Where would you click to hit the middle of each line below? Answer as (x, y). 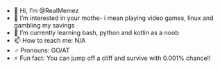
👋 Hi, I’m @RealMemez (46, 11)
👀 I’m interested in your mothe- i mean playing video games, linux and (113, 18)
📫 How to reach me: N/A (50, 40)
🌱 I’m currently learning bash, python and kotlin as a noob (96, 32)
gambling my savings (44, 25)
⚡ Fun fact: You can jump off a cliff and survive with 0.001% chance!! (112, 58)
